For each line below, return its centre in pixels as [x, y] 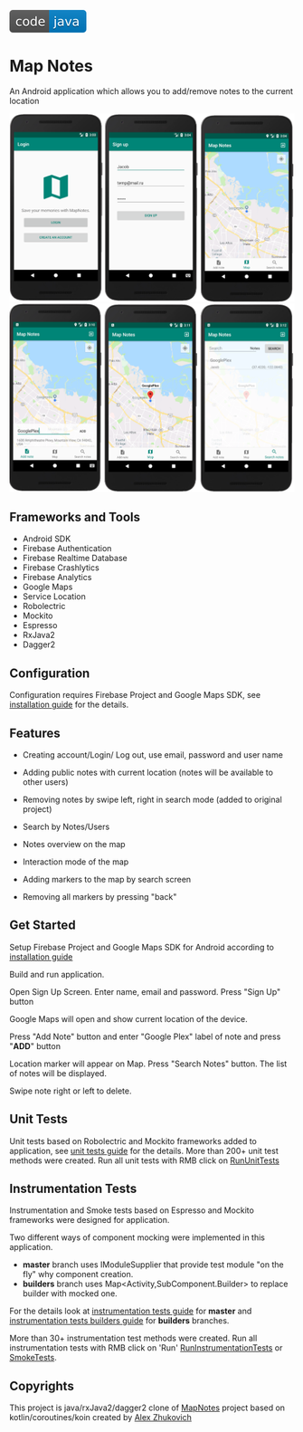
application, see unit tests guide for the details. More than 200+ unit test [144, 1150]
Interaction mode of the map [76, 862]
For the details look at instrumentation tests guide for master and [131, 1311]
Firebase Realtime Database [75, 558]
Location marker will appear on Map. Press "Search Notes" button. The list [148, 1064]
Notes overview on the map [74, 844]
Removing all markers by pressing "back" [99, 896]
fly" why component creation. [78, 1274]
